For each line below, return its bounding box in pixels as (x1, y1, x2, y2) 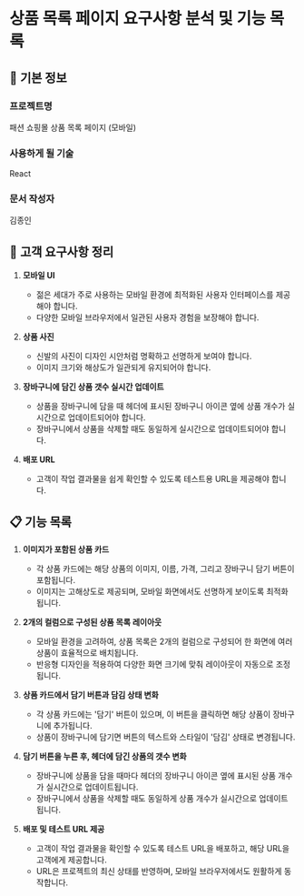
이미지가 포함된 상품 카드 (22, 544, 110, 555)
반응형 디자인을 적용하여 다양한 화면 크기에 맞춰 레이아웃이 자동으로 (35, 659, 274, 669)
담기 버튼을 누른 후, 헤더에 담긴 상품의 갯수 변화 (22, 751, 188, 762)
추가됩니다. (53, 720, 93, 731)
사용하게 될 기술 (9, 146, 74, 159)
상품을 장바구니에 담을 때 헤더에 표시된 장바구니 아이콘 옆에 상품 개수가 (35, 401, 286, 412)
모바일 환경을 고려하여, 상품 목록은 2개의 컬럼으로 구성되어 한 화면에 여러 (35, 636, 293, 647)
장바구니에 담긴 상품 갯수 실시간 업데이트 (22, 381, 165, 392)
